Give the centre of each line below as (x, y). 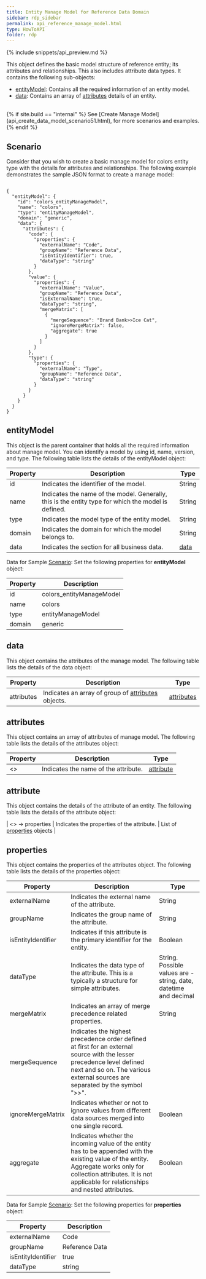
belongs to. (58, 537)
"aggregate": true (74, 331)
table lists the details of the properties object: (64, 871)
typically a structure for (104, 981)
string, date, (176, 981)
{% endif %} (22, 127)
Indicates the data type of (107, 965)
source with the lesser (102, 1054)
